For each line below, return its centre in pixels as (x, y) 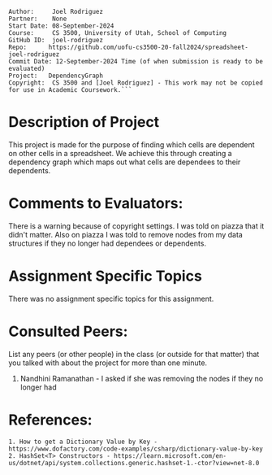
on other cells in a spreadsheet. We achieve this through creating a (121, 153)
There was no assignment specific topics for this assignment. (111, 299)
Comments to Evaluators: (96, 204)
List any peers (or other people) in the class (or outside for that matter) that (134, 354)
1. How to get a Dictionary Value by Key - (83, 442)
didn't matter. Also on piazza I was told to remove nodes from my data (126, 234)
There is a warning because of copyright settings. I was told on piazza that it (136, 226)
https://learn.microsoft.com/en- (170, 455)
